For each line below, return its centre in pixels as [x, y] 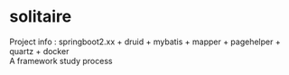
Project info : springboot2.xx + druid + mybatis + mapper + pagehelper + [145, 42]
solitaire [41, 17]
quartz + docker [39, 51]
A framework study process [61, 61]
